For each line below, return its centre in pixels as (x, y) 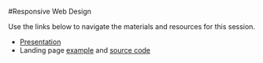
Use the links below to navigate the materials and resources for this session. (132, 26)
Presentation (40, 42)
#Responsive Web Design (50, 11)
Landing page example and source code (85, 50)
